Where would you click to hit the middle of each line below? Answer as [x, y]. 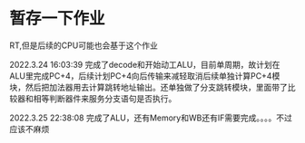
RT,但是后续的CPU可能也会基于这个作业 [84, 45]
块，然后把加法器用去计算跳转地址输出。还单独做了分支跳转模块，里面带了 [148, 87]
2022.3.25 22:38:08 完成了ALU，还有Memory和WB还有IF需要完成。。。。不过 [151, 118]
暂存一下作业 [58, 19]
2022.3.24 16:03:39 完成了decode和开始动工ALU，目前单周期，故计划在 [145, 64]
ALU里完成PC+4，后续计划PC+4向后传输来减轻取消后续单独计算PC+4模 [145, 76]
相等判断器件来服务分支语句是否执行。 [105, 98]
